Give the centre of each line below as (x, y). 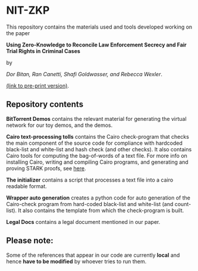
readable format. (27, 186)
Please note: (30, 241)
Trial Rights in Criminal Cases (43, 51)
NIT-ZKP (28, 10)
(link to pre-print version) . (38, 85)
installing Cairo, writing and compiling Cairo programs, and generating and (97, 162)
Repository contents (45, 105)
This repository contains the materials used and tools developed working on (99, 27)
